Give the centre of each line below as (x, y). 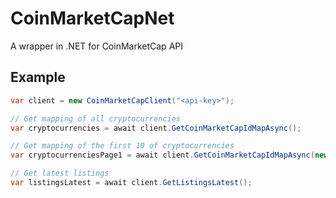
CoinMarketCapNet (92, 18)
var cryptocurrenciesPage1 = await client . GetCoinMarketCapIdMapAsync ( (162, 155)
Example (38, 77)
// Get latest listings (60, 173)
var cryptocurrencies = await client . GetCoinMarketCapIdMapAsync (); (156, 128)
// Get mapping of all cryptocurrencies (96, 118)
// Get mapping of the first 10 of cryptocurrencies (122, 146)
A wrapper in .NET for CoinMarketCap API (96, 46)
